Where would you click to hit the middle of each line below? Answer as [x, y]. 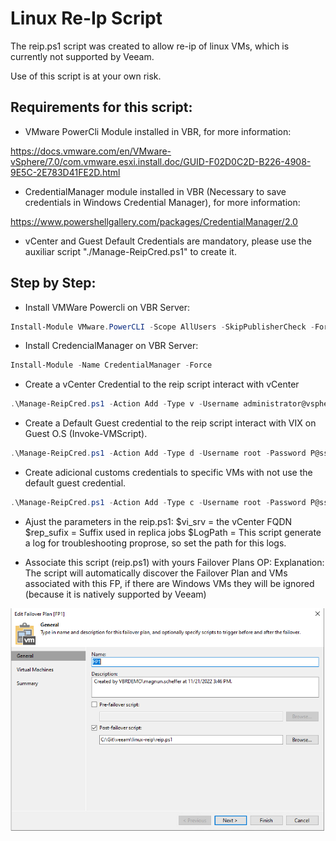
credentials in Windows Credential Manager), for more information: [162, 202]
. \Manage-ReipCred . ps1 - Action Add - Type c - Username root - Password [158, 503]
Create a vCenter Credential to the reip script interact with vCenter [162, 384]
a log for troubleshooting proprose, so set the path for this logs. [155, 543]
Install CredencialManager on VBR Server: [111, 346]
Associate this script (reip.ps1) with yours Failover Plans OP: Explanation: [174, 562]
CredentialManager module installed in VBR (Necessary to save [155, 191]
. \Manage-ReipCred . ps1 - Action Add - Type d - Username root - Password [158, 453]
